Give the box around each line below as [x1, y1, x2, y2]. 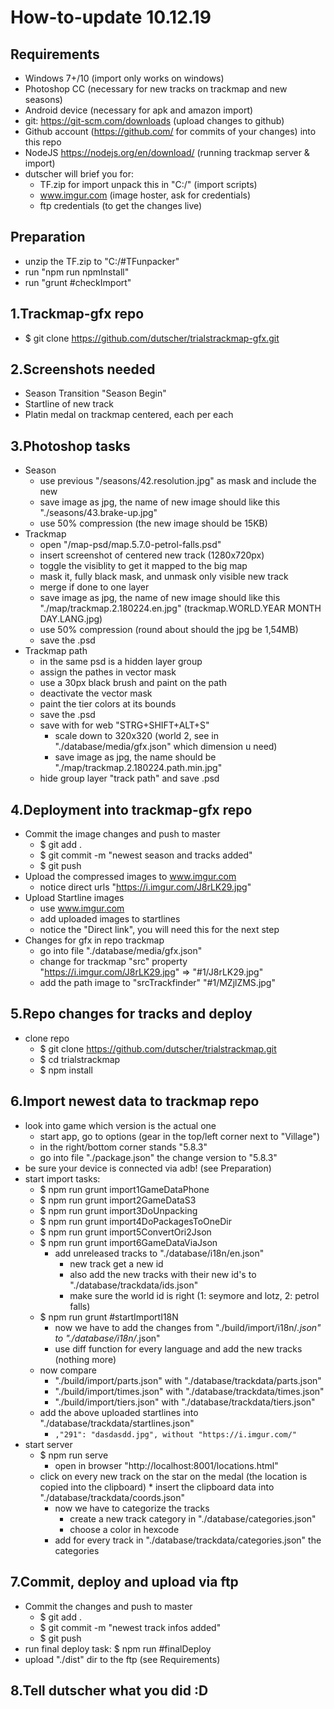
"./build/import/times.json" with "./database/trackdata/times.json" [54, 1385, 325, 1397]
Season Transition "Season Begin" [24, 387, 167, 400]
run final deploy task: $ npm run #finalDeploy [24, 1642, 212, 1655]
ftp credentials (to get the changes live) [39, 200, 203, 211]
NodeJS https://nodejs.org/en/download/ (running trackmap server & [24, 147, 310, 158]
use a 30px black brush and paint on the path [39, 677, 228, 689]
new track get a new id [69, 1257, 164, 1270]
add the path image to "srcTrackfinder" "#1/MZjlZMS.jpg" [39, 977, 276, 989]
